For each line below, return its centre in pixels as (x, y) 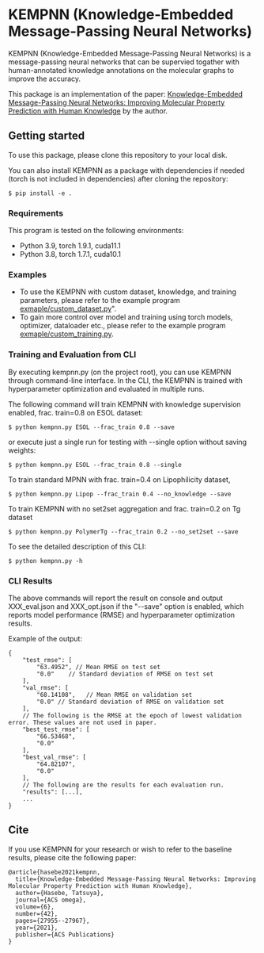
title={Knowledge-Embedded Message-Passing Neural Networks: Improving (136, 879)
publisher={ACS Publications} (65, 934)
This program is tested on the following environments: (96, 231)
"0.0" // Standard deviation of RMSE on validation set (130, 702)
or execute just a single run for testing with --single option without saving (128, 442)
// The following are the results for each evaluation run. (123, 785)
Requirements (36, 213)
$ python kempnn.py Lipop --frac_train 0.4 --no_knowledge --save (120, 494)
